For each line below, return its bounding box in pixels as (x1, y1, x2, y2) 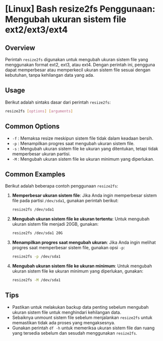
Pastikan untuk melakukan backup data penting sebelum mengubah (12, 304, 149, 310)
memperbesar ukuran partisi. (12, 150, 71, 157)
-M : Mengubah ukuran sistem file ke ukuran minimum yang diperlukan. (12, 156, 155, 162)
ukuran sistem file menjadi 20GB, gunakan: (12, 221, 99, 227)
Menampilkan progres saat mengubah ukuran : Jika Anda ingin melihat (12, 239, 156, 245)
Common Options (5, 122, 60, 130)
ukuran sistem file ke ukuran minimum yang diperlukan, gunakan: (12, 268, 143, 274)
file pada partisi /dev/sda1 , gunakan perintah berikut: (12, 198, 119, 204)
